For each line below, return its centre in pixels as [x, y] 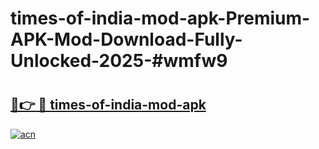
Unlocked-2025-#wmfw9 [119, 61]
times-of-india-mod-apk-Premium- [160, 18]
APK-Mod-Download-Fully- [126, 39]
